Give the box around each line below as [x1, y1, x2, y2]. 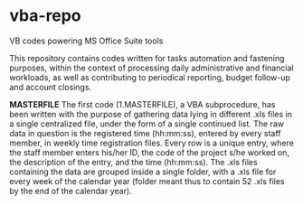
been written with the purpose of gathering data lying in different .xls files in [9, 108, 292, 119]
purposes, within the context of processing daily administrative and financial [9, 62, 294, 73]
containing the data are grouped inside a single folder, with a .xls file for [9, 166, 277, 177]
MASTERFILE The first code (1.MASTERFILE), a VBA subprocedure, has [9, 98, 276, 109]
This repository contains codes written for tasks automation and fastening [9, 52, 285, 63]
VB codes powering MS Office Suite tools [9, 35, 164, 46]
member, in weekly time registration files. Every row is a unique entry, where [9, 137, 294, 148]
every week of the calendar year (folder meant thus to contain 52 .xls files [9, 175, 285, 186]
